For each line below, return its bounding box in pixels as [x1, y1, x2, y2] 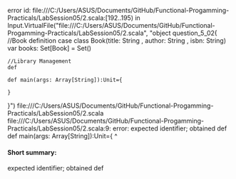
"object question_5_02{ [149, 29, 217, 37]
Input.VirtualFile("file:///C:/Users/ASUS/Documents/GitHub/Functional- [7, 21, 215, 29]
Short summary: [7, 148, 57, 156]
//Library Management [7, 58, 72, 65]
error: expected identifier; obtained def [113, 124, 227, 133]
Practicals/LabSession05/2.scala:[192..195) [7, 14, 134, 22]
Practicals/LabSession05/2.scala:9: [7, 124, 112, 133]
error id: [7, 6, 31, 14]
